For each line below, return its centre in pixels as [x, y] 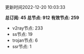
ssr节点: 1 [22, 46]
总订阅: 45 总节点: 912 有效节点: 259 [42, 18]
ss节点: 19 [22, 34]
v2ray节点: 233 [28, 28]
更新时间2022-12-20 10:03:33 [35, 7]
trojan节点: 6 [25, 40]
